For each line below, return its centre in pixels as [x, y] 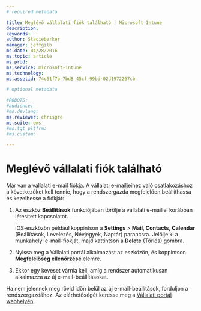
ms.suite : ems [24, 123]
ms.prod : [17, 62]
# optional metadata [32, 90]
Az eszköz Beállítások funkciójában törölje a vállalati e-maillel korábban [104, 210]
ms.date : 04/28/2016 [32, 51]
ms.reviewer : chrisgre [34, 117]
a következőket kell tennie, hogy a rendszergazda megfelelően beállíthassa [99, 192]
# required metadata [32, 12]
